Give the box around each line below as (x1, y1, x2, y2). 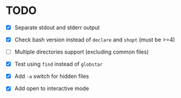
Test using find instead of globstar (14, 60, 103, 68)
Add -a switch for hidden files (14, 72, 89, 80)
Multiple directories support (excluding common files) (14, 48, 149, 55)
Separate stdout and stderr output (14, 24, 100, 31)
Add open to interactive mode (14, 85, 89, 92)
